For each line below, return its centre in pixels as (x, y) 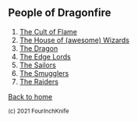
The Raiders (39, 81)
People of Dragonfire (60, 13)
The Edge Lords (45, 56)
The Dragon (39, 48)
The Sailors (37, 65)
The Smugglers (44, 73)
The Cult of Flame (48, 31)
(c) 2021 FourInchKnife (39, 111)
